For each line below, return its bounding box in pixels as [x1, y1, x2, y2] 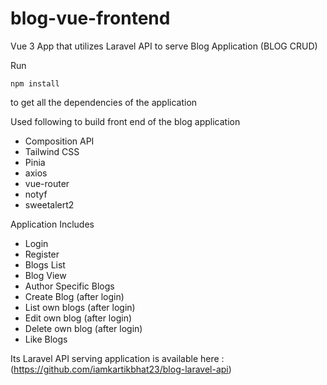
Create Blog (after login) [24, 290, 125, 302]
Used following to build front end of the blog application [10, 115, 241, 127]
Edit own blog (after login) [24, 312, 133, 324]
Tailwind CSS [24, 145, 80, 157]
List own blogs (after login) [24, 301, 136, 313]
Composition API [24, 135, 95, 147]
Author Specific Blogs [24, 280, 115, 292]
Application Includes [10, 218, 95, 230]
